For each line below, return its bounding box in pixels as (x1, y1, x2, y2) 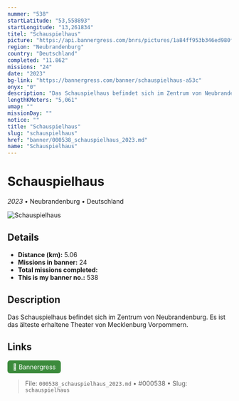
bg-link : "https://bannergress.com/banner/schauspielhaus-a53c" (7, 76, 202, 84)
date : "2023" (7, 70, 46, 77)
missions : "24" (7, 63, 53, 71)
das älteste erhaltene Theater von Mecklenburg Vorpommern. (7, 320, 188, 328)
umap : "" (7, 103, 33, 110)
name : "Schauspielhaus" (7, 143, 78, 150)
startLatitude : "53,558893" (7, 17, 91, 24)
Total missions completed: (17, 265, 98, 274)
